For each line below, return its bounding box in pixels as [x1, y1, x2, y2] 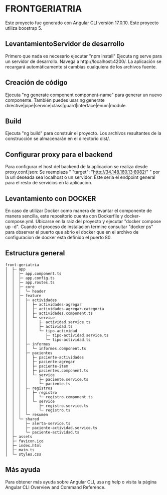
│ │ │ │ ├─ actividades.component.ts [5, 311, 93, 316]
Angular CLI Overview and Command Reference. [5, 484, 106, 490]
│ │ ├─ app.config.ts [5, 275, 55, 280]
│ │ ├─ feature [5, 293, 42, 298]
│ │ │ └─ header [5, 289, 46, 294]
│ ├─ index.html [5, 443, 42, 448]
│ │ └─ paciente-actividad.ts [5, 430, 80, 435]
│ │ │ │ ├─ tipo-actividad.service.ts [5, 333, 109, 338]
